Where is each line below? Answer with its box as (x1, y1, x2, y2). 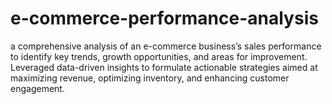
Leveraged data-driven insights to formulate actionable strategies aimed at (10, 61, 318, 73)
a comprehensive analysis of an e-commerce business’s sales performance (10, 40, 322, 52)
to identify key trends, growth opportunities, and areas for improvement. (10, 50, 308, 62)
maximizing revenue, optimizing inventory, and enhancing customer (10, 72, 290, 84)
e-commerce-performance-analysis (10, 7, 319, 30)
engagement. (10, 82, 65, 94)
